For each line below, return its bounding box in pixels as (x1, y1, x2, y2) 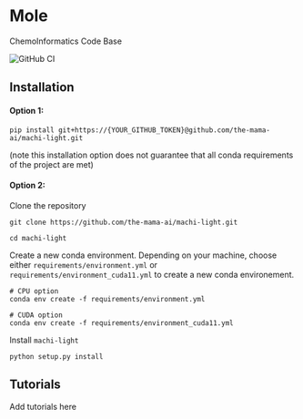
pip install (9, 125, 55, 135)
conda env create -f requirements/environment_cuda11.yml (9, 318, 234, 328)
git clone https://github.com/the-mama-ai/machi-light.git (9, 218, 238, 227)
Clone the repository (9, 199, 86, 210)
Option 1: (9, 105, 44, 116)
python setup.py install (9, 352, 104, 361)
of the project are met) (9, 158, 94, 169)
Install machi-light (9, 334, 79, 345)
